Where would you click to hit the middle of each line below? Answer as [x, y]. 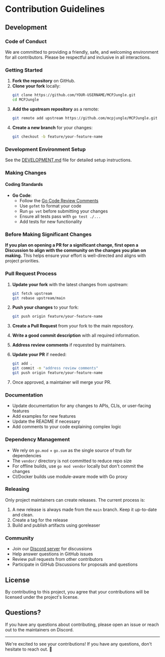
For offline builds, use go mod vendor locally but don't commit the [78, 466]
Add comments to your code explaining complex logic [67, 427]
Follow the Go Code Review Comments [59, 201]
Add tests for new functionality [51, 222]
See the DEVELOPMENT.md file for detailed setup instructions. [69, 160]
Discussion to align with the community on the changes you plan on [76, 251]
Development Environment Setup [45, 149]
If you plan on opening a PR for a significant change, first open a [72, 245]
